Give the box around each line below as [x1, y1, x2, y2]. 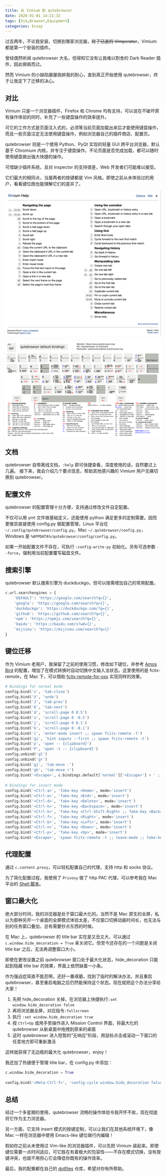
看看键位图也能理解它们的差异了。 [13, 181, 83, 187]
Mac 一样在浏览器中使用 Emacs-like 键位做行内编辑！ [5, 1132, 114, 1138]
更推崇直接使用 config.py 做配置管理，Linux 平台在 [5, 521, 109, 527]
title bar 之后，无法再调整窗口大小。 [5, 946, 78, 952]
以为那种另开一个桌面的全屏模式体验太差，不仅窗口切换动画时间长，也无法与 [5, 917, 161, 923]
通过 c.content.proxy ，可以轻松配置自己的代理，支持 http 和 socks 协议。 [5, 864, 156, 870]
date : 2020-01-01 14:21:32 [5, 13, 61, 18]
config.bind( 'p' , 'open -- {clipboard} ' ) [5, 741, 92, 746]
